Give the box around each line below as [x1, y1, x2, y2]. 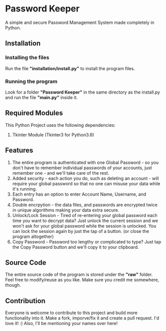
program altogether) [12, 233, 54, 239]
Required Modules [5, 109, 63, 117]
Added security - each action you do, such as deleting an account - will [12, 175, 159, 181]
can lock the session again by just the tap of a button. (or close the [12, 228, 149, 234]
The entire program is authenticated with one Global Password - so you [12, 159, 159, 165]
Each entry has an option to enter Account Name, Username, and [12, 191, 147, 197]
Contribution [5, 297, 46, 305]
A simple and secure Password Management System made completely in [5, 19, 155, 25]
